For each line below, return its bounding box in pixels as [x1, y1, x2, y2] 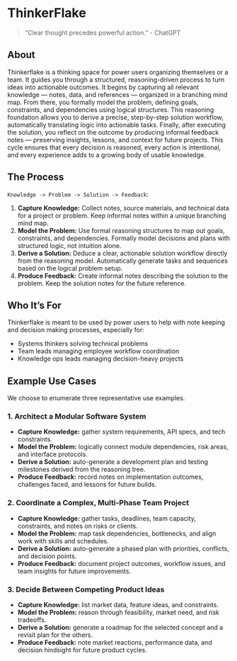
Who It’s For [7, 299, 62, 311]
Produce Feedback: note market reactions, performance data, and [17, 638, 212, 647]
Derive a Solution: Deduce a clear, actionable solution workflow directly [17, 249, 228, 257]
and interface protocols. [17, 450, 88, 458]
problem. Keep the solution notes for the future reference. [17, 278, 187, 288]
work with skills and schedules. [17, 536, 110, 545]
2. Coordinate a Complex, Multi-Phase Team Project [7, 498, 190, 508]
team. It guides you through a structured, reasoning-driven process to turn [7, 75, 225, 84]
